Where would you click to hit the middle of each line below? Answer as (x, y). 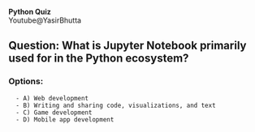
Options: (26, 82)
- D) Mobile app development (65, 119)
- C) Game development (54, 113)
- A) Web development (52, 98)
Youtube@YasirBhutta (45, 20)
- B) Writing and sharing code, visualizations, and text (116, 105)
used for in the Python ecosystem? (99, 59)
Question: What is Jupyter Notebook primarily (127, 46)
